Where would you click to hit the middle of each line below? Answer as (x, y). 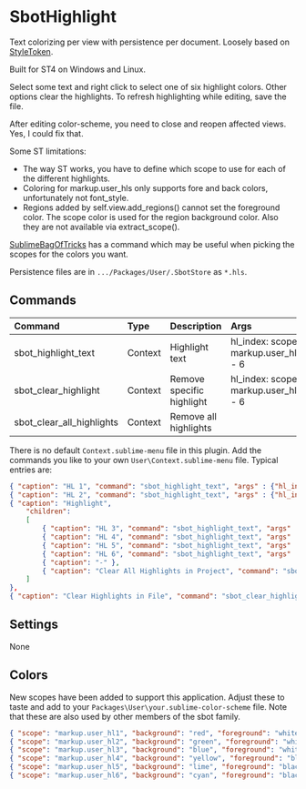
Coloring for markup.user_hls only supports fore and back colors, (145, 187)
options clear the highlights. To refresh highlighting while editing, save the (148, 96)
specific (187, 390)
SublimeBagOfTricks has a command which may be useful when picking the (152, 244)
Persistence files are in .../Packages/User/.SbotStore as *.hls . (128, 271)
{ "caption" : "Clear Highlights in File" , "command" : (114, 597)
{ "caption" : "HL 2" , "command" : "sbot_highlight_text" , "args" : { (142, 495)
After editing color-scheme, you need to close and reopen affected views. (148, 124)
